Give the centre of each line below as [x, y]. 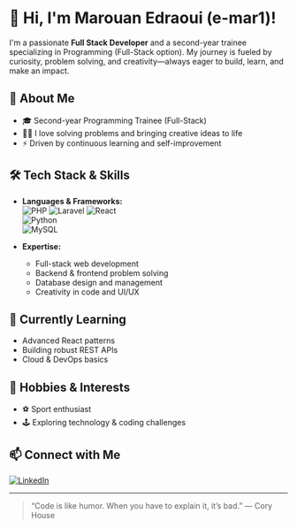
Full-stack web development [87, 264]
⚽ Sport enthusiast [57, 409]
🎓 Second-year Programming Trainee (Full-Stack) [114, 120]
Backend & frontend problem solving [102, 272]
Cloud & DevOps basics [65, 360]
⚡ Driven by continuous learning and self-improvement [122, 143]
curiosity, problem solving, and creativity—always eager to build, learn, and [147, 61]
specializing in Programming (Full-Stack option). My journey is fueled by [141, 51]
